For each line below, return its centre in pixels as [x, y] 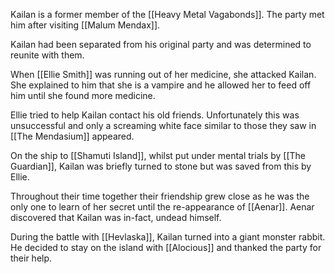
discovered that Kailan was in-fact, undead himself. [116, 217]
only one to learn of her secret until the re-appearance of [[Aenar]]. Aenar [162, 207]
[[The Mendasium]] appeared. [72, 136]
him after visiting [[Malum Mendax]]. [85, 25]
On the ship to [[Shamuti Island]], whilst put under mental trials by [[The [158, 155]
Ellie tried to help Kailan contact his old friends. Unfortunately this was [155, 115]
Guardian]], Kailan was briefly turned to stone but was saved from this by [161, 166]
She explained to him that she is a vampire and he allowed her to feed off [161, 85]
